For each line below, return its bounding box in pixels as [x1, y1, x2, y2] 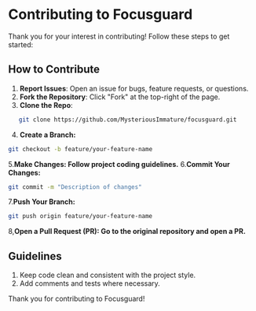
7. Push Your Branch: [8, 197, 76, 206]
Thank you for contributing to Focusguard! [8, 294, 145, 304]
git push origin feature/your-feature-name [8, 213, 153, 220]
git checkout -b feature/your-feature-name [8, 145, 153, 153]
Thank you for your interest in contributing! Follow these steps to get [8, 31, 230, 41]
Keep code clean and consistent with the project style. [19, 270, 196, 280]
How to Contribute [8, 63, 101, 76]
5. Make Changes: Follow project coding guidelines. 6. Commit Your [8, 159, 230, 168]
